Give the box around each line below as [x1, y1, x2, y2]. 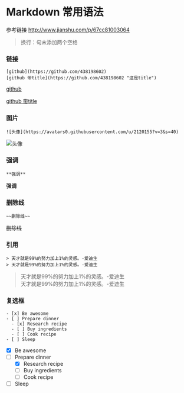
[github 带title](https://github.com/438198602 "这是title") [6, 75, 157, 81]
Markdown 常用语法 [6, 5, 104, 19]
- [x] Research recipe [11, 321, 67, 327]
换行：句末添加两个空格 [20, 38, 78, 46]
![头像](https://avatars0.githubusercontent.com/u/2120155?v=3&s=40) [6, 128, 179, 135]
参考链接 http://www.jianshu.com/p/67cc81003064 [6, 26, 130, 33]
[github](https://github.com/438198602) [6, 69, 107, 75]
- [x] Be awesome [6, 310, 49, 317]
